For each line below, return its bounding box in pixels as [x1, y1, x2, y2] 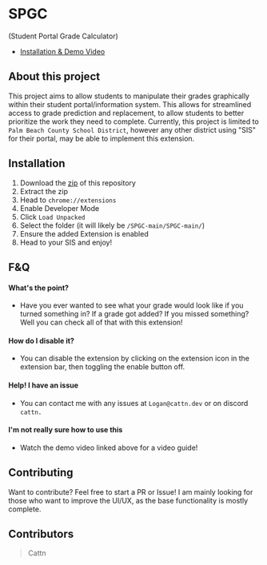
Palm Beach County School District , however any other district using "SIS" [8, 125, 256, 134]
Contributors [8, 527, 74, 540]
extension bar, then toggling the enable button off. [19, 362, 185, 372]
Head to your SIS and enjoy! [19, 237, 113, 247]
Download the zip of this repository [19, 177, 136, 188]
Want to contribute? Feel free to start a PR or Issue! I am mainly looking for [8, 487, 253, 496]
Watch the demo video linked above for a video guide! [19, 443, 198, 452]
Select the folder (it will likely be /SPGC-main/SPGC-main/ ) [19, 221, 205, 230]
